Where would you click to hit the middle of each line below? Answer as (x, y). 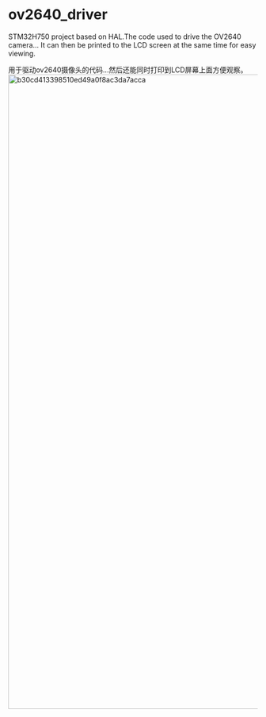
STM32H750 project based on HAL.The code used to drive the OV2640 (125, 36)
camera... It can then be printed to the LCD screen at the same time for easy (132, 44)
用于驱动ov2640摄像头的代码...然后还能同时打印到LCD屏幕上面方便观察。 (128, 70)
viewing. (22, 53)
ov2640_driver (58, 15)
